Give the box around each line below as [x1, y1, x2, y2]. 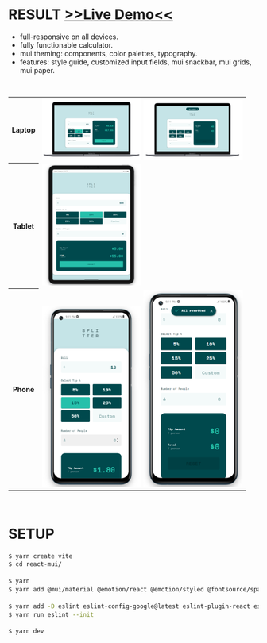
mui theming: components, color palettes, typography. [19, 48, 198, 58]
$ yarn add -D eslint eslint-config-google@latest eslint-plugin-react [8, 602, 250, 610]
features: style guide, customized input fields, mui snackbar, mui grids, [19, 57, 252, 67]
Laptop [11, 125, 36, 135]
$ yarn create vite [8, 552, 73, 560]
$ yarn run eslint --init [8, 610, 94, 618]
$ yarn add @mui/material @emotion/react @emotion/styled [8, 586, 204, 594]
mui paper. [19, 65, 56, 75]
